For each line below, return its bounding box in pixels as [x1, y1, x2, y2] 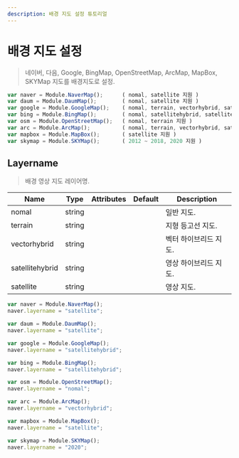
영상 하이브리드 [165, 258, 214, 268]
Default [133, 194, 159, 204]
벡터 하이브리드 [165, 234, 214, 244]
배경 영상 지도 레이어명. [24, 177, 90, 186]
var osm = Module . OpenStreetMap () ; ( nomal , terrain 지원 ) [7, 118, 193, 125]
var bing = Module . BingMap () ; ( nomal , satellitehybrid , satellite [7, 111, 234, 118]
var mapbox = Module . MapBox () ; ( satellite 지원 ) [7, 131, 176, 138]
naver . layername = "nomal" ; [7, 385, 91, 393]
